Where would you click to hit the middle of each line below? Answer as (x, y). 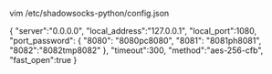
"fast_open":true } (43, 60)
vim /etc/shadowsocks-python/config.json (89, 13)
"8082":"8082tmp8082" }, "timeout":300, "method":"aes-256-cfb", (136, 50)
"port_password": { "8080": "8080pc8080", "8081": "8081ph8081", (136, 41)
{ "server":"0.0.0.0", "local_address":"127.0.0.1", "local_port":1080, (133, 31)
